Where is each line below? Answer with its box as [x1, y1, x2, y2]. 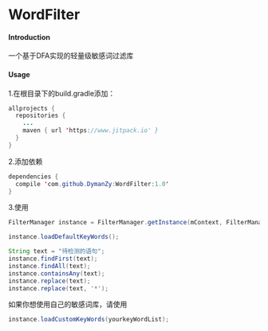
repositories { [15, 111, 66, 120]
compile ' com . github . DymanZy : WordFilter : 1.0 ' [15, 180, 170, 188]
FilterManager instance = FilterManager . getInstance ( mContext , [8, 219, 223, 227]
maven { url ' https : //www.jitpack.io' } [22, 127, 159, 134]
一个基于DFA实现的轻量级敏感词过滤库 [8, 51, 134, 60]
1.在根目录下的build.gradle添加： [8, 88, 116, 98]
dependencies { [8, 173, 59, 181]
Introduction [8, 32, 50, 41]
